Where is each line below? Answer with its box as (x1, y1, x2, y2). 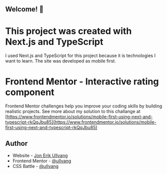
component (5, 86, 54, 98)
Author (5, 139, 28, 148)
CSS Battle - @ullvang (12, 163, 59, 169)
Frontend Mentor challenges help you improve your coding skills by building (5, 103, 162, 109)
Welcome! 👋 (5, 5, 44, 14)
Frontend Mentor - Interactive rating (5, 76, 159, 87)
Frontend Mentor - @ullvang (12, 158, 71, 164)
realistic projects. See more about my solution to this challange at (5, 108, 141, 114)
